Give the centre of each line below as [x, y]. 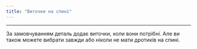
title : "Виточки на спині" [39, 11]
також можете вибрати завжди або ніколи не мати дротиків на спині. [93, 40]
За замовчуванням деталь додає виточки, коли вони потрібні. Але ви [93, 33]
